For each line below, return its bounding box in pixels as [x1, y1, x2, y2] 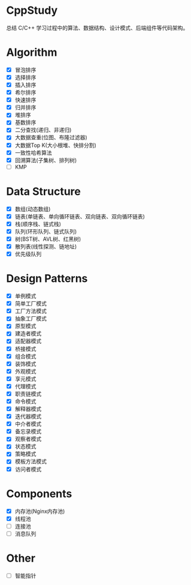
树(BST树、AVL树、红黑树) [14, 235, 81, 242]
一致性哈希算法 [14, 149, 52, 156]
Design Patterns [6, 272, 88, 286]
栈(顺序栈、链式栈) [14, 220, 61, 227]
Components [6, 487, 72, 500]
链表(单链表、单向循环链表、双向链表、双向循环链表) [14, 212, 145, 220]
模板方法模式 [14, 458, 47, 465]
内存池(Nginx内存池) [14, 508, 65, 515]
